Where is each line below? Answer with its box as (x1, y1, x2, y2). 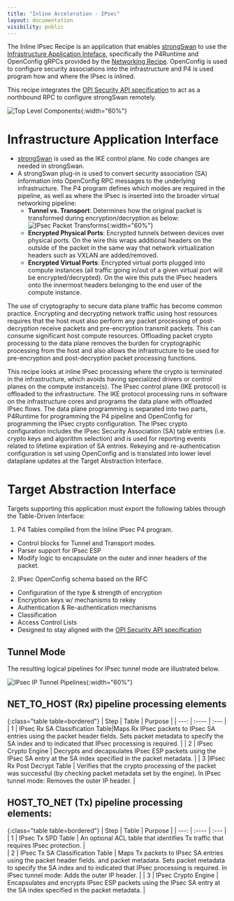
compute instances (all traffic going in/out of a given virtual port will (27, 266, 224, 274)
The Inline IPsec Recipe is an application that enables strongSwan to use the (7, 43, 227, 51)
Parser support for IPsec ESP (17, 547, 101, 555)
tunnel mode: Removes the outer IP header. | (7, 776, 136, 785)
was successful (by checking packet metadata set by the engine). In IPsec (7, 769, 221, 777)
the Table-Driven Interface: (7, 512, 85, 520)
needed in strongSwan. (17, 162, 85, 170)
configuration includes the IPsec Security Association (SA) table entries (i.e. (7, 427, 226, 435)
